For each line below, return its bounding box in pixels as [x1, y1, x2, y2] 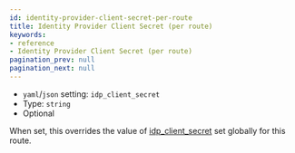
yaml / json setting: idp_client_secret [22, 88, 161, 100]
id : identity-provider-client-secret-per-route [9, 13, 193, 23]
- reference [9, 38, 54, 48]
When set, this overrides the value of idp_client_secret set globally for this [9, 125, 286, 136]
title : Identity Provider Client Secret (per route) [9, 22, 213, 31]
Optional [22, 108, 54, 119]
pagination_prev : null [9, 55, 95, 64]
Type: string [22, 98, 71, 109]
